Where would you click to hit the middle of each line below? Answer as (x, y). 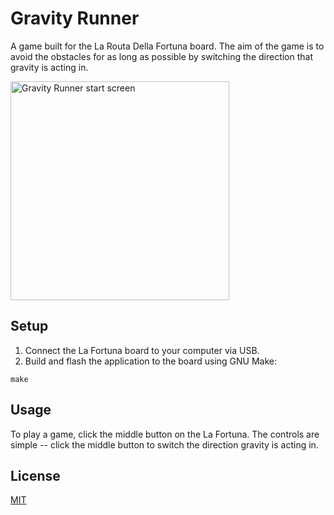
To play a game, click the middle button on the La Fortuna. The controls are (165, 434)
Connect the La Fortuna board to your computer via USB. (142, 350)
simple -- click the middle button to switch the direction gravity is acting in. (164, 444)
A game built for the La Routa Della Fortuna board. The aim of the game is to (167, 46)
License (35, 475)
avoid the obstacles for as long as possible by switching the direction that (162, 56)
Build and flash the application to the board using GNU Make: (151, 361)
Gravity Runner (75, 18)
